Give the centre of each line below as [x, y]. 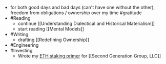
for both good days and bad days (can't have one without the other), [82, 7]
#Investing [21, 51]
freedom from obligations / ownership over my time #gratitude [76, 13]
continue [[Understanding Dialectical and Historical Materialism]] [86, 23]
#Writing [19, 34]
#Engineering [24, 45]
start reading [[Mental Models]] [51, 29]
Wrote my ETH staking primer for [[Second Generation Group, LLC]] [89, 56]
